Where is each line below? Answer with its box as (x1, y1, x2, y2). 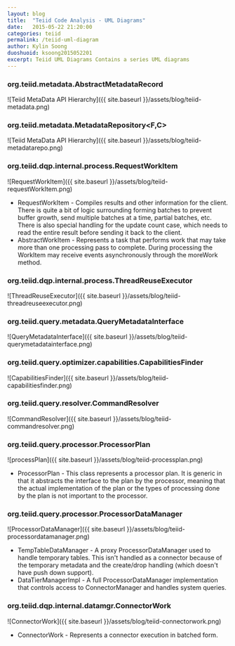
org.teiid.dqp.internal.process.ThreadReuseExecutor (7, 276, 193, 285)
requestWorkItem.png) (7, 184, 73, 193)
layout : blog (7, 10, 46, 18)
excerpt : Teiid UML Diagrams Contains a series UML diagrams (7, 56, 190, 63)
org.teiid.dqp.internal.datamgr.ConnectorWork (7, 601, 172, 611)
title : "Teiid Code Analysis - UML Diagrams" (7, 17, 146, 24)
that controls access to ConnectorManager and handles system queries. (17, 583, 227, 592)
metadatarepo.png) (7, 143, 63, 152)
